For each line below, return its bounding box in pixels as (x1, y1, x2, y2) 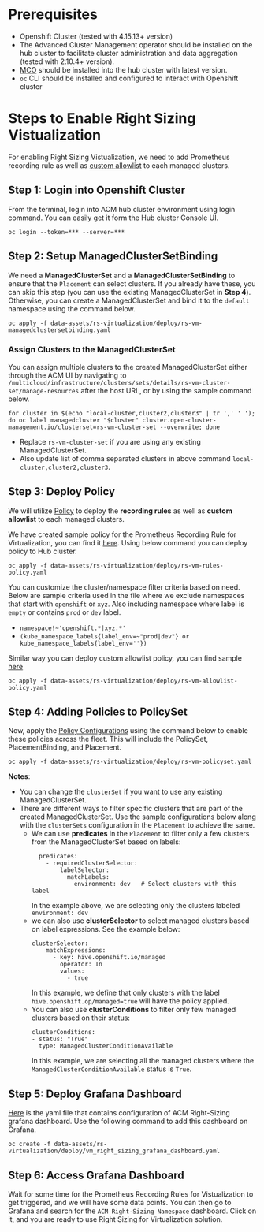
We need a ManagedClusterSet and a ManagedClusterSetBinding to (8, 270, 236, 280)
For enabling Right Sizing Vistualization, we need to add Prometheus (8, 152, 230, 162)
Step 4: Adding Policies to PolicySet (8, 705, 188, 718)
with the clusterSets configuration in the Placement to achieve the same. (19, 821, 255, 830)
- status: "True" (31, 1035, 89, 1044)
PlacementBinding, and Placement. (8, 743, 122, 752)
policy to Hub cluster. (8, 546, 77, 556)
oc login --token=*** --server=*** (8, 228, 125, 236)
